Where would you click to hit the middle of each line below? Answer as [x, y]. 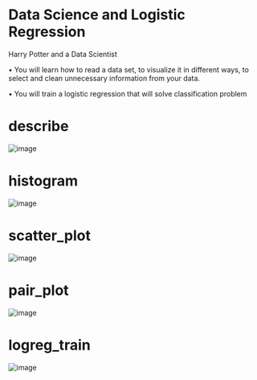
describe [39, 127]
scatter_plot [49, 235]
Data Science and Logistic [97, 15]
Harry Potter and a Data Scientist [63, 54]
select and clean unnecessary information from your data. [104, 78]
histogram [43, 181]
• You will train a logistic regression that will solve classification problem [128, 93]
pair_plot [39, 290]
